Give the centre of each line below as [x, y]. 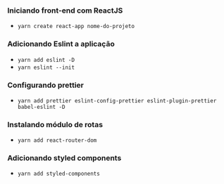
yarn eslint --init [46, 67]
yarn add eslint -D [46, 60]
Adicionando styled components [64, 158]
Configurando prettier [46, 85]
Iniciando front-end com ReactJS [65, 11]
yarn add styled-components [58, 174]
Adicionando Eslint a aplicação [61, 44]
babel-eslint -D [41, 107]
